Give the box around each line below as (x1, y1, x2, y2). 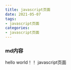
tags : (5, 16, 16, 21)
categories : (5, 26, 30, 31)
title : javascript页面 (5, 7, 51, 12)
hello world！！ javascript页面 (5, 60, 67, 66)
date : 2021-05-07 (5, 12, 41, 17)
